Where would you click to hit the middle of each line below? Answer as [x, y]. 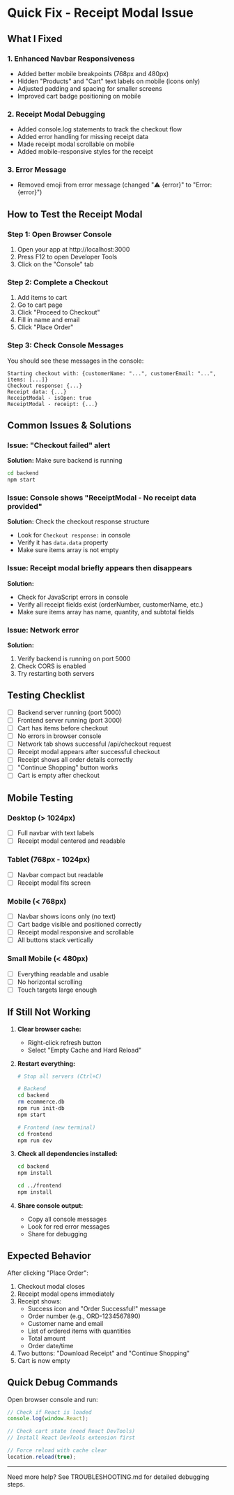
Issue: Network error [43, 630]
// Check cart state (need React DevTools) [71, 1431]
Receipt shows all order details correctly [75, 760]
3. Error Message [37, 170]
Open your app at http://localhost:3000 [73, 250]
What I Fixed [35, 39]
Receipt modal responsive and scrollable [76, 932]
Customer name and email [65, 1323]
